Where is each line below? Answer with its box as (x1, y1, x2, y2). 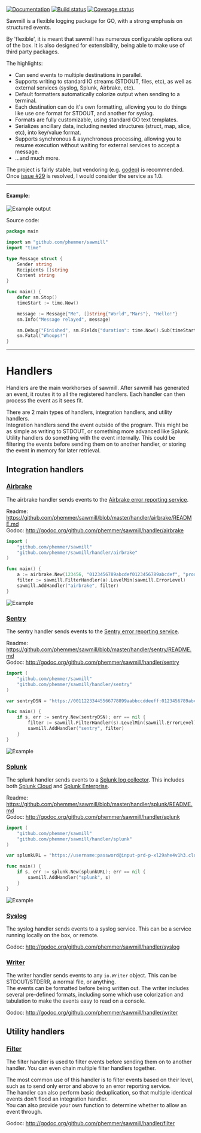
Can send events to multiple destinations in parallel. (14, 71, 142, 78)
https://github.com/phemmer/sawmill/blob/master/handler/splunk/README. (6, 800, 193, 807)
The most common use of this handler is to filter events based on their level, (6, 1076, 194, 1083)
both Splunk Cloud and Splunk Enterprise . (6, 782, 109, 789)
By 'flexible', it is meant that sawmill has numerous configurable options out (6, 35, 193, 42)
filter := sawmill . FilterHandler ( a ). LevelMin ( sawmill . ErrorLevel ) (17, 577, 186, 583)
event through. (6, 1108, 42, 1115)
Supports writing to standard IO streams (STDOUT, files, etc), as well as (14, 78, 192, 85)
